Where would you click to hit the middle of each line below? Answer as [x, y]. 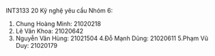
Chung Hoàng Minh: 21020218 [58, 24]
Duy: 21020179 [37, 45]
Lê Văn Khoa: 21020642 [49, 31]
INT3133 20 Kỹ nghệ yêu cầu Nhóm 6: [59, 11]
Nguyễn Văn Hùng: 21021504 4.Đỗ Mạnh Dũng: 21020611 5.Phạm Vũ [112, 38]
